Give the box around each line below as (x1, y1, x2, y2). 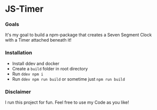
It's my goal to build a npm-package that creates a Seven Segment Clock (5, 32, 152, 38)
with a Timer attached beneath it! (5, 37, 72, 43)
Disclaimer (5, 88, 31, 95)
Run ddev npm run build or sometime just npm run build (12, 76, 125, 82)
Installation (5, 49, 33, 56)
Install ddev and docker (12, 60, 59, 66)
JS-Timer (5, 3, 44, 15)
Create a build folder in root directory (12, 66, 88, 71)
